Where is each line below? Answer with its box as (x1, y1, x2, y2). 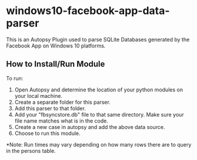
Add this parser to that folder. (14, 104, 86, 112)
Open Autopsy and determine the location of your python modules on (14, 86, 183, 93)
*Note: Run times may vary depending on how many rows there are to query (6, 141, 192, 148)
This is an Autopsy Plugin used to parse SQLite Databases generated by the (6, 36, 190, 43)
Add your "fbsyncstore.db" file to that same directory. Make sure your (14, 111, 184, 118)
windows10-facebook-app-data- (6, 4, 170, 18)
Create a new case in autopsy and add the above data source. (14, 123, 165, 130)
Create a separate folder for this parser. (14, 98, 111, 105)
